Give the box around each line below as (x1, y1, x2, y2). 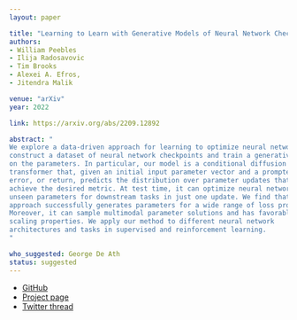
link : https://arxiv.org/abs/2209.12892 (9, 119, 161, 128)
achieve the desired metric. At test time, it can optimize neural (9, 183, 263, 193)
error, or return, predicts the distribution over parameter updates (9, 176, 271, 184)
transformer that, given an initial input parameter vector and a (9, 168, 259, 176)
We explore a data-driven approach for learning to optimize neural (9, 143, 267, 152)
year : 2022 (9, 103, 49, 112)
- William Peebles (9, 45, 77, 54)
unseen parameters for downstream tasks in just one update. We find (9, 192, 271, 201)
